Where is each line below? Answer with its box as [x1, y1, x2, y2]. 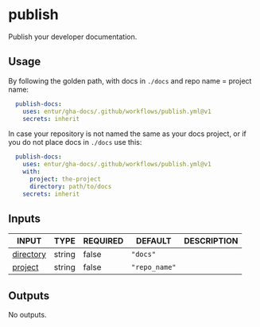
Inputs [8, 212, 41, 226]
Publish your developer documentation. [8, 32, 138, 41]
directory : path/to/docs [29, 182, 112, 190]
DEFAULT [136, 236, 172, 247]
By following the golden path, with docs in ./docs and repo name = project [8, 76, 252, 85]
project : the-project [29, 175, 102, 183]
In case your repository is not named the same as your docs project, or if [8, 129, 246, 138]
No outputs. [8, 310, 47, 320]
